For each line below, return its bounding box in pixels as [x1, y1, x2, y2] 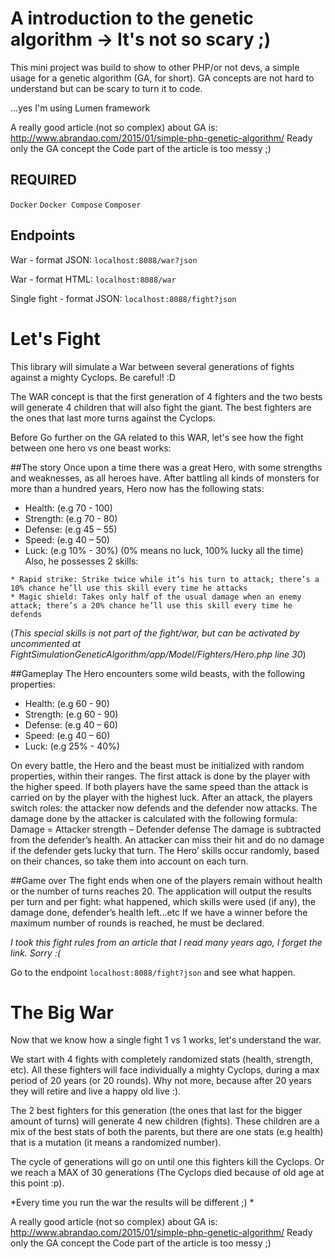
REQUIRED [10, 172, 77, 189]
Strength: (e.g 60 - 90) [24, 708, 119, 720]
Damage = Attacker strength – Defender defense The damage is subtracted [10, 823, 322, 835]
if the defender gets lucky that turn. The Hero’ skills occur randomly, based [10, 844, 320, 856]
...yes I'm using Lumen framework [10, 102, 151, 114]
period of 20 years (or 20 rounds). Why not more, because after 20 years [10, 1075, 312, 1087]
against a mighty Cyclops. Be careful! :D [10, 371, 176, 383]
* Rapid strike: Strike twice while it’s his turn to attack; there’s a [10, 574, 320, 584]
